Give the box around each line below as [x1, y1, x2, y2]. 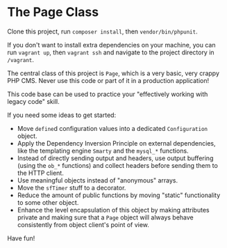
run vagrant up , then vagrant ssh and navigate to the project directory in [7, 48, 215, 56]
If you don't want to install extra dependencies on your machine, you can [7, 40, 216, 49]
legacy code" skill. [7, 97, 60, 105]
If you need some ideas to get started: [7, 111, 117, 119]
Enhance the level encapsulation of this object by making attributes [17, 206, 210, 214]
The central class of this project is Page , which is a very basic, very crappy [7, 69, 220, 77]
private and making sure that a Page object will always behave [17, 213, 194, 222]
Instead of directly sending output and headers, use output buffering [17, 154, 214, 162]
